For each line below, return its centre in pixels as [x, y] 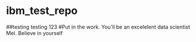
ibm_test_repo [42, 11]
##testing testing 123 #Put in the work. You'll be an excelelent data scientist [98, 27]
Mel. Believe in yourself [35, 33]
